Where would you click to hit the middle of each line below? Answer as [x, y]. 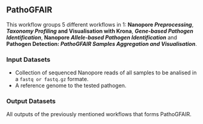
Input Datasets [28, 59]
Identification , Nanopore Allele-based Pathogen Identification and [92, 37]
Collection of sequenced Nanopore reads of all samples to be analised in [106, 73]
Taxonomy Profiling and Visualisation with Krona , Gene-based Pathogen [100, 31]
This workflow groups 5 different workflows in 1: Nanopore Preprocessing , [100, 24]
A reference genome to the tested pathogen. [71, 86]
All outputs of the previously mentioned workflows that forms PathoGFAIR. [99, 114]
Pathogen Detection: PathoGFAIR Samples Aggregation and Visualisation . [101, 44]
